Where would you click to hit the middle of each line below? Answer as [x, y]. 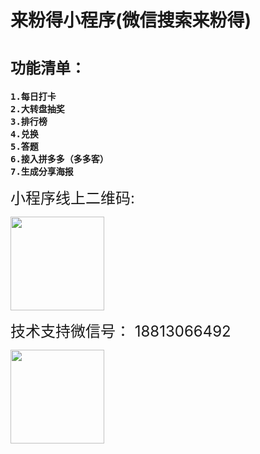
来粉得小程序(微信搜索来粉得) [131, 20]
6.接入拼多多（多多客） [59, 159]
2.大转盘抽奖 [37, 109]
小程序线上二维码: [72, 198]
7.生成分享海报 [42, 172]
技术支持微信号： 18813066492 [121, 331]
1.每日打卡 [33, 97]
